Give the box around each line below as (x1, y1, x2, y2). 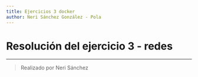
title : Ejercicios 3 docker (6, 8, 75, 15)
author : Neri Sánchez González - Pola (6, 14, 101, 20)
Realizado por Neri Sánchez (20, 64, 88, 71)
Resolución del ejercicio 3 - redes (6, 39, 173, 53)
